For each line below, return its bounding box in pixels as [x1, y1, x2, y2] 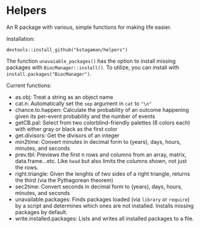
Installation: [6, 35, 35, 42]
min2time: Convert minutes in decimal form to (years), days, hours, [14, 138, 181, 145]
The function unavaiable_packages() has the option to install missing [6, 57, 176, 64]
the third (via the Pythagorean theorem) [14, 176, 113, 183]
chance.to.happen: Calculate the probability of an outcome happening [14, 106, 189, 113]
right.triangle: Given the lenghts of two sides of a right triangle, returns [14, 170, 190, 177]
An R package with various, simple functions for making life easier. [6, 23, 172, 31]
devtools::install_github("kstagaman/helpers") [6, 46, 128, 53]
